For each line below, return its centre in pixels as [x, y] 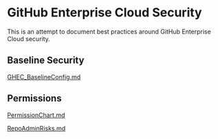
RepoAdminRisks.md [36, 128]
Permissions [34, 98]
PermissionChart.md [36, 115]
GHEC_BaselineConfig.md [44, 77]
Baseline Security [46, 61]
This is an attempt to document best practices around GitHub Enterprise [109, 31]
